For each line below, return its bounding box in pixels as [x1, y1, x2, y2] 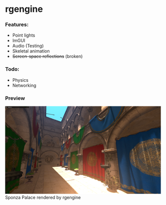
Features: [5, 21, 29, 28]
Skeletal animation [12, 48, 50, 54]
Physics [12, 77, 29, 83]
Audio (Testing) [12, 43, 44, 49]
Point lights [12, 32, 36, 38]
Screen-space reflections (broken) [12, 53, 83, 59]
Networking [12, 82, 37, 88]
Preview [5, 95, 25, 102]
